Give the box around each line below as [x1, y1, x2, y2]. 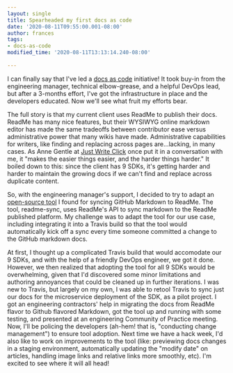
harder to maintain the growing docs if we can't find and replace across [7, 169, 212, 177]
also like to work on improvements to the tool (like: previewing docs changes [7, 337, 227, 345]
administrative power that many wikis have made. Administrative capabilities [7, 132, 226, 141]
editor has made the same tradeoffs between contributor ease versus [7, 125, 207, 133]
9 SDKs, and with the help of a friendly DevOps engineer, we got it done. [7, 255, 216, 264]
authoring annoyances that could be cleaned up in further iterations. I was [7, 278, 219, 286]
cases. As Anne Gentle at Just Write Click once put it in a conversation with [7, 147, 223, 155]
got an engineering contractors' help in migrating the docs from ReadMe [7, 300, 215, 308]
